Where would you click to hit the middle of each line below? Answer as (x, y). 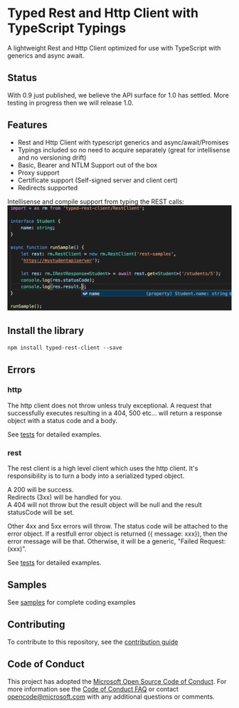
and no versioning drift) (52, 157)
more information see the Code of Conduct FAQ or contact (93, 689)
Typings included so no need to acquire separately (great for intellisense (124, 150)
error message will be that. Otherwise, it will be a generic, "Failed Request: (117, 541)
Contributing (36, 625)
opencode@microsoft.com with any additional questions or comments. (111, 697)
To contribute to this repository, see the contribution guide (93, 642)
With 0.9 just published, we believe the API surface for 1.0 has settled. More (118, 95)
